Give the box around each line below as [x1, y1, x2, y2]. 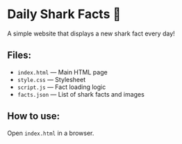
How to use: [7, 111, 60, 122]
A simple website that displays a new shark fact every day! [7, 29, 175, 38]
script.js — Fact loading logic [17, 83, 106, 91]
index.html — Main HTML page [17, 67, 108, 76]
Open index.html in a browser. [7, 129, 94, 137]
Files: [7, 49, 31, 61]
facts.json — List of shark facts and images [17, 90, 144, 98]
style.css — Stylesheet [17, 75, 86, 83]
